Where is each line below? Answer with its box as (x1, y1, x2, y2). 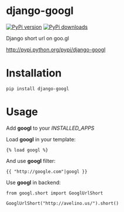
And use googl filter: (6, 157, 56, 164)
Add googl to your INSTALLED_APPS (6, 124, 95, 131)
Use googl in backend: (6, 179, 61, 186)
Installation (6, 67, 62, 80)
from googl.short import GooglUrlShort (6, 190, 104, 196)
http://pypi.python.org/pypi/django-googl (6, 46, 106, 53)
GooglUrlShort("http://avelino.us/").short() (6, 200, 119, 206)
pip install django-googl (6, 86, 69, 92)
